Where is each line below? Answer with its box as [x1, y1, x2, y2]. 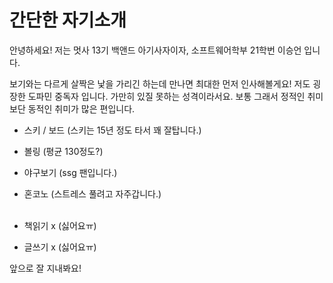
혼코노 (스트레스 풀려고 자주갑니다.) [23, 187, 162, 200]
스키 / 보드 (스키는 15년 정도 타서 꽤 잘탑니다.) [23, 124, 202, 136]
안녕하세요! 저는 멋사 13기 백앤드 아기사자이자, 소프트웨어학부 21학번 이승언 [9, 44, 302, 56]
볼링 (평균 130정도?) [23, 145, 104, 157]
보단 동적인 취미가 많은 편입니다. [9, 102, 136, 115]
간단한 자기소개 [9, 9, 127, 32]
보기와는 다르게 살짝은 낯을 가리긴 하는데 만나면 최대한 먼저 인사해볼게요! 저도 [9, 77, 311, 90]
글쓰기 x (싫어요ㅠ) [23, 241, 97, 253]
